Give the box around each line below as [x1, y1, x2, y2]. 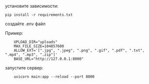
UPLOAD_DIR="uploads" [14, 40, 57, 44]
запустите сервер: [5, 65, 44, 70]
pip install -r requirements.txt [5, 13, 73, 17]
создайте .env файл [5, 21, 46, 27]
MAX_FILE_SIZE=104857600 [14, 44, 64, 49]
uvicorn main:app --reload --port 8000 [14, 74, 95, 79]
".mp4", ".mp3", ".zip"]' [5, 52, 57, 57]
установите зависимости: [5, 3, 58, 9]
